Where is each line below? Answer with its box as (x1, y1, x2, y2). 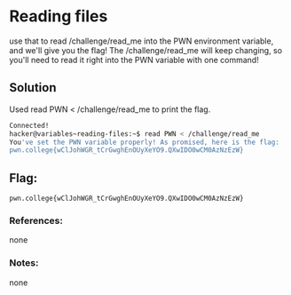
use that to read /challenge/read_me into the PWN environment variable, (9, 36, 274, 46)
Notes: (9, 257, 39, 269)
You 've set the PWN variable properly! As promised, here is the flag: (9, 138, 279, 147)
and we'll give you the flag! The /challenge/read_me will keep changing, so (9, 44, 282, 55)
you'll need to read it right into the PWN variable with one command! (9, 54, 259, 65)
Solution (9, 80, 57, 95)
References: (9, 214, 64, 227)
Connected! (9, 121, 50, 130)
